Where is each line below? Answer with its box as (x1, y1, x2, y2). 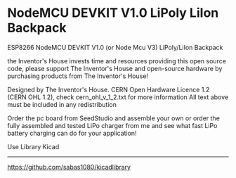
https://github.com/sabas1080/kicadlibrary (7, 163, 131, 171)
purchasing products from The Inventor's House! (7, 72, 149, 80)
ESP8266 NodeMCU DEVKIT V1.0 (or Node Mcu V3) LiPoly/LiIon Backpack (7, 43, 223, 51)
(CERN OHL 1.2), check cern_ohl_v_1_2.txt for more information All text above (7, 93, 229, 101)
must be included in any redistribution (7, 100, 117, 108)
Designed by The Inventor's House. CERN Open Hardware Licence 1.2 (7, 85, 210, 94)
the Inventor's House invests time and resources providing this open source (7, 56, 227, 65)
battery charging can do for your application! (7, 129, 137, 137)
